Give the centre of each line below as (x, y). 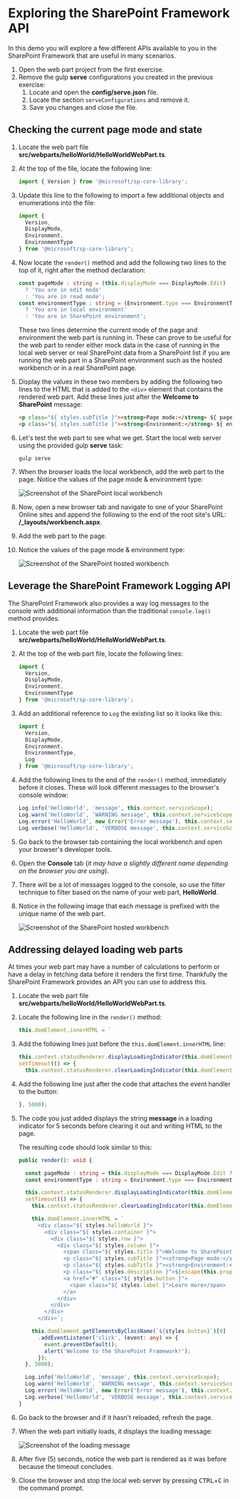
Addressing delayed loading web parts (96, 949)
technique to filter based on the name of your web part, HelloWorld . (118, 892)
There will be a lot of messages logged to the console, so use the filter (122, 884)
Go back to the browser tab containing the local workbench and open (120, 842)
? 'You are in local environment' (76, 310)
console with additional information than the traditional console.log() (110, 611)
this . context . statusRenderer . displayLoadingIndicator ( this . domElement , (127, 1057)
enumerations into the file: (57, 203)
